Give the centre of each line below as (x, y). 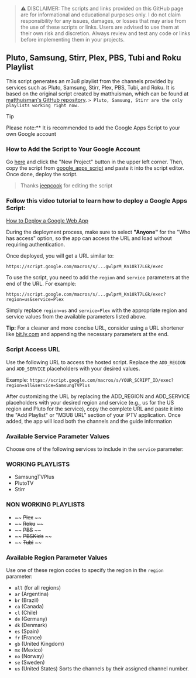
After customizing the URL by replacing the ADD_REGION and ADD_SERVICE (98, 396)
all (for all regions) (38, 587)
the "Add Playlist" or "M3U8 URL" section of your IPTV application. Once (94, 415)
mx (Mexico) (29, 650)
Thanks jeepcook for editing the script (66, 186)
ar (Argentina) (32, 594)
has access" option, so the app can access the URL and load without (89, 238)
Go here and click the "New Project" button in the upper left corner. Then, (95, 162)
